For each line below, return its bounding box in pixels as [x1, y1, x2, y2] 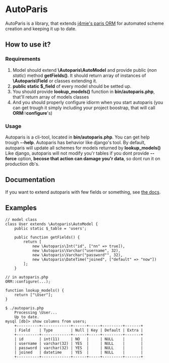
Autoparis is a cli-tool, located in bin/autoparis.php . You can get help [5, 134, 150, 140]
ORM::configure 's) [12, 110, 53, 116]
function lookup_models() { [5, 288, 65, 293]
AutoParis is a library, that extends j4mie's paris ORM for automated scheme [5, 20, 164, 26]
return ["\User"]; [14, 292, 53, 297]
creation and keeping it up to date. [5, 25, 77, 31]
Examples [5, 204, 37, 212]
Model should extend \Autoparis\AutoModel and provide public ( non [12, 67, 157, 73]
